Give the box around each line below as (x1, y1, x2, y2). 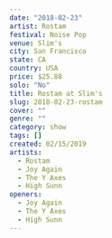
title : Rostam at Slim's (9, 89, 103, 98)
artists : (9, 148, 42, 157)
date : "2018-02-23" (9, 13, 83, 23)
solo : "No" (9, 81, 51, 90)
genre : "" (9, 114, 47, 123)
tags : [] (9, 131, 42, 140)
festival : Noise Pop (9, 30, 88, 39)
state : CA (9, 55, 47, 64)
